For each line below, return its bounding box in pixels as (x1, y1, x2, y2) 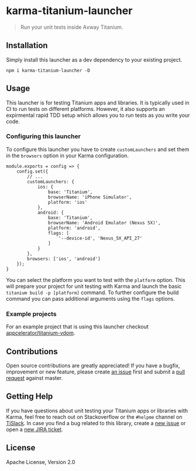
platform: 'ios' (47, 199, 88, 205)
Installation (6, 41, 48, 51)
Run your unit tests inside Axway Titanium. (20, 23, 123, 31)
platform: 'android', (47, 225, 101, 231)
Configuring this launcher (6, 132, 81, 140)
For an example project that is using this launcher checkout (6, 323, 149, 330)
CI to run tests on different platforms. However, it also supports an (6, 105, 165, 112)
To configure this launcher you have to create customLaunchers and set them (6, 146, 190, 153)
